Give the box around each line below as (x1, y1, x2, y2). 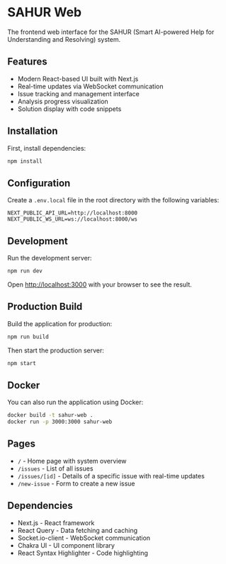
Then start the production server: (7, 346, 105, 355)
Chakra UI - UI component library (17, 541, 115, 549)
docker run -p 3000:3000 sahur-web (7, 418, 113, 425)
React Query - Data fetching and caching (17, 526, 138, 534)
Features (7, 56, 47, 68)
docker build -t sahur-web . (7, 412, 94, 419)
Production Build (7, 301, 83, 313)
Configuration (7, 177, 71, 189)
